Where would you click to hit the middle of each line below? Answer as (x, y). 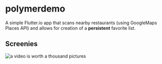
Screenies (21, 44)
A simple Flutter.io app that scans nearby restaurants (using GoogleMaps (81, 23)
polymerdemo (35, 9)
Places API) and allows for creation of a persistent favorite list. (70, 28)
